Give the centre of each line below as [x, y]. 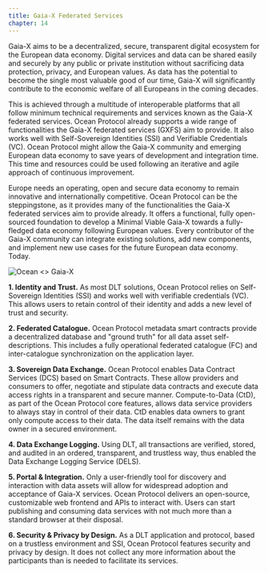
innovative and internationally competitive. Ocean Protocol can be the [123, 196]
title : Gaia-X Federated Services [66, 16]
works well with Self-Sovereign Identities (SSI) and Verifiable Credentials [128, 138]
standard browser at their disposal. [66, 519]
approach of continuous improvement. [71, 172]
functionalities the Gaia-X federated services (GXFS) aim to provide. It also [131, 130]
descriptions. [30, 345]
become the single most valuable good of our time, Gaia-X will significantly [132, 80]
